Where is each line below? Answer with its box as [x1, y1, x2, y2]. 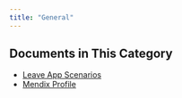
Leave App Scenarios [22, 69, 101, 80]
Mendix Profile [22, 79, 76, 90]
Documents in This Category [9, 46, 173, 61]
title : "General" [9, 12, 74, 22]
